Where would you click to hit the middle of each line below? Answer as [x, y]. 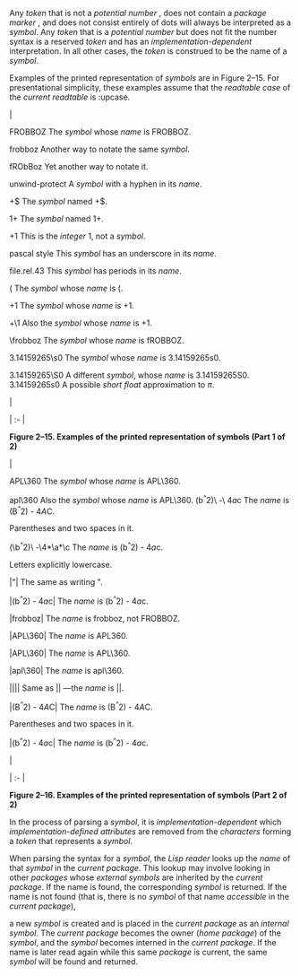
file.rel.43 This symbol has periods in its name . [95, 271]
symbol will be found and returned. [74, 961]
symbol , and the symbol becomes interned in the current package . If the [143, 942]
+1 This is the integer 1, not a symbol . [77, 236]
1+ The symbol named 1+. [57, 218]
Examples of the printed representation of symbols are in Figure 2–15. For [145, 78]
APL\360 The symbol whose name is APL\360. [95, 481]
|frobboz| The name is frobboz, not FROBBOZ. [95, 618]
